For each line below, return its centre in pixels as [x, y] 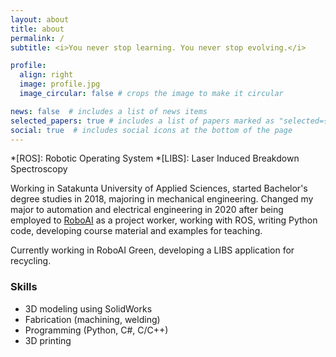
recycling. [31, 261]
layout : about [40, 19]
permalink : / [37, 38]
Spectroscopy [39, 169]
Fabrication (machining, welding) [92, 319]
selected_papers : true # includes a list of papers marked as [142, 121]
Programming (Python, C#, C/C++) [96, 330]
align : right [46, 75]
